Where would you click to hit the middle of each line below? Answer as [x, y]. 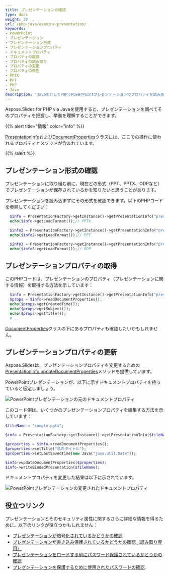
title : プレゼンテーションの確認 [36, 10]
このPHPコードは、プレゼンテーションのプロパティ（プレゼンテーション [80, 279]
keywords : [16, 29]
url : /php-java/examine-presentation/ [46, 24]
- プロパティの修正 [22, 71]
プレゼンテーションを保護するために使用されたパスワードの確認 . [79, 567]
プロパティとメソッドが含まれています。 [55, 143]
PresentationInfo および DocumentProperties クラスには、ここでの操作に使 [81, 137]
